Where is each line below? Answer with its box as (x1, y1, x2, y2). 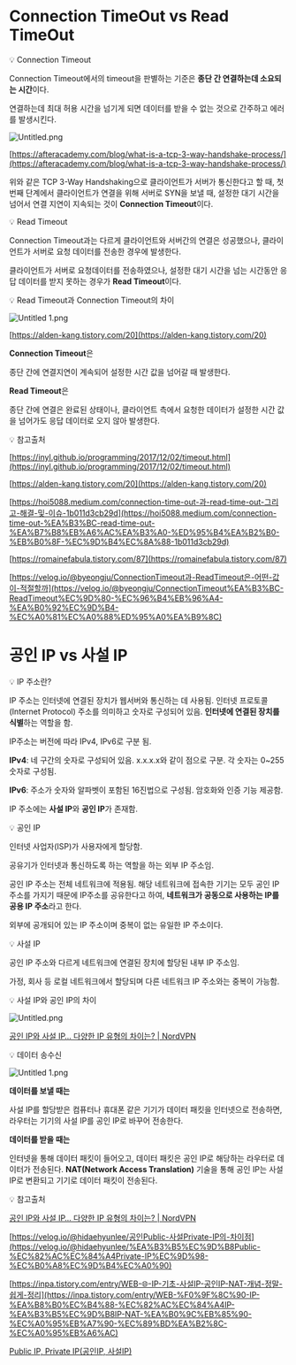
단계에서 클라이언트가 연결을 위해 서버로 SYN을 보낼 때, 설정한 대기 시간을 (25, 188, 280, 198)
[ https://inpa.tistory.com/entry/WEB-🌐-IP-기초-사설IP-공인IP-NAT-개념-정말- (9, 1278, 283, 1289)
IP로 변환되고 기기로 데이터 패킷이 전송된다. (9, 1175, 158, 1185)
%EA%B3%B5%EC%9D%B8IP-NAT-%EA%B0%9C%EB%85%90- (9, 1308, 252, 1319)
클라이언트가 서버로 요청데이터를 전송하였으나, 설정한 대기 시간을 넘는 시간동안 (9, 265, 278, 275)
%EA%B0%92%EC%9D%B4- (9, 602, 119, 612)
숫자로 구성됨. (9, 765, 57, 776)
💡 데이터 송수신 (9, 1049, 62, 1060)
